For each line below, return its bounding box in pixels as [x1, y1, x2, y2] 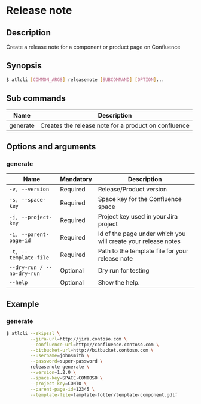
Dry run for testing [98, 267, 150, 275]
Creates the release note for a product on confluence [40, 121, 190, 130]
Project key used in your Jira [98, 213, 178, 221]
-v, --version [9, 186, 50, 193]
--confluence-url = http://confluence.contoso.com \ [30, 342, 160, 348]
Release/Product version [98, 185, 167, 194]
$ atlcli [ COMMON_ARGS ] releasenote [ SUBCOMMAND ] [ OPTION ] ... [6, 76, 165, 83]
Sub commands [6, 94, 66, 104]
